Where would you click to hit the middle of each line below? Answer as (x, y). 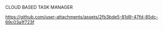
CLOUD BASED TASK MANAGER (39, 7)
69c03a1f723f (20, 22)
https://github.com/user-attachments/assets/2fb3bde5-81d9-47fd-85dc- (82, 17)
